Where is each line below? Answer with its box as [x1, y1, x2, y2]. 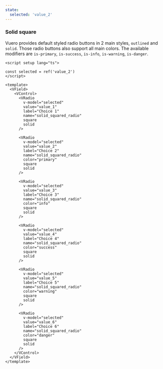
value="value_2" [23, 144, 57, 149]
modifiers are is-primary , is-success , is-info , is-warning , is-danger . [5, 51, 149, 57]
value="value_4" [23, 231, 57, 236]
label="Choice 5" [23, 280, 59, 285]
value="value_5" [23, 276, 57, 281]
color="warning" [23, 289, 57, 294]
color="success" [23, 244, 57, 250]
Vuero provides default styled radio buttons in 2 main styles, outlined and [5, 40, 158, 46]
